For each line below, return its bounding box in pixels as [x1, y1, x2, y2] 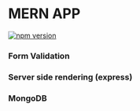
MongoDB [8, 92, 47, 103]
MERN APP [8, 5, 81, 23]
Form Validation [8, 50, 70, 61]
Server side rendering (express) [8, 72, 133, 83]
